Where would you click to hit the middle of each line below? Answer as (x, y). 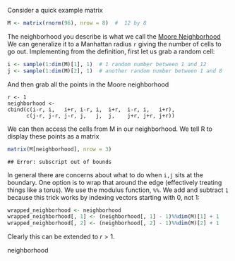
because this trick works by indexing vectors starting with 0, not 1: (103, 197)
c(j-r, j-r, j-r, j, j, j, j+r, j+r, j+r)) (100, 115)
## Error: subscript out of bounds (60, 162)
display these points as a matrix (53, 136)
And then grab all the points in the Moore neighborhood (88, 84)
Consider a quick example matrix (55, 10)
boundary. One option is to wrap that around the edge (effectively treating (115, 182)
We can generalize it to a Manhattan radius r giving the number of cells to (114, 44)
